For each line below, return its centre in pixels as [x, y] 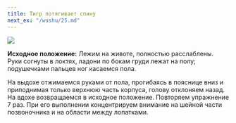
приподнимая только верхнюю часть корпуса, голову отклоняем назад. [116, 89]
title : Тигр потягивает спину [52, 14]
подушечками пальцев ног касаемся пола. [72, 68]
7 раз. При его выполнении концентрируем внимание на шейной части [115, 104]
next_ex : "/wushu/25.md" [44, 20]
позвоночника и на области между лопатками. [78, 112]
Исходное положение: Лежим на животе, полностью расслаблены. [110, 53]
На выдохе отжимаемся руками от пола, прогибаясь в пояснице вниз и [116, 82]
